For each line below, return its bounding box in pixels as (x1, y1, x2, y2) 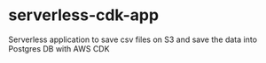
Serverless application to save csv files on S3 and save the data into (8, 34, 258, 45)
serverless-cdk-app (8, 5, 160, 25)
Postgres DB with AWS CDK (8, 43, 110, 53)
